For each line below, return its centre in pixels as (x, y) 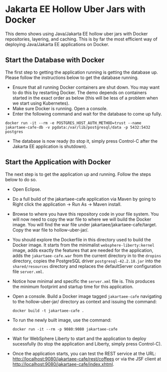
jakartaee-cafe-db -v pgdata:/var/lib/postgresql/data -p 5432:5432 (78, 127)
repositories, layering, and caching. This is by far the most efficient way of (82, 39)
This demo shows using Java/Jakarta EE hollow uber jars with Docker (77, 34)
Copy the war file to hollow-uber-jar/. (50, 230)
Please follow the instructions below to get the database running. (72, 77)
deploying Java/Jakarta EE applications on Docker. (57, 44)
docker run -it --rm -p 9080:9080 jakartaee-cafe (65, 329)
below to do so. (21, 179)
